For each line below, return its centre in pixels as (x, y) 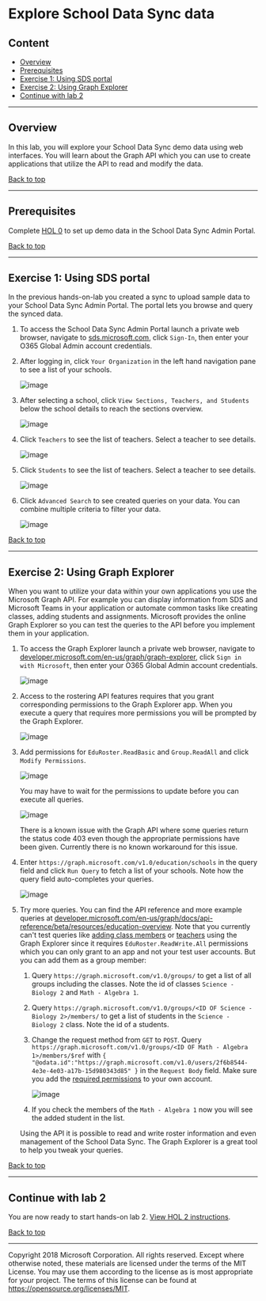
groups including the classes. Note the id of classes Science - (133, 984)
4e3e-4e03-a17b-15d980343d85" (82, 1072)
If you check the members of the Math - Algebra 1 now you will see (142, 1109)
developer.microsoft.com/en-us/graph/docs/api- (134, 918)
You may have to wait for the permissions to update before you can (129, 791)
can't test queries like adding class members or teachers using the (128, 935)
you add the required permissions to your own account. (122, 1079)
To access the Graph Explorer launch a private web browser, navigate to (137, 649)
